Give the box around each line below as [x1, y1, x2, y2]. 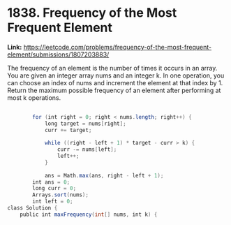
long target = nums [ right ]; [44, 120, 127, 127]
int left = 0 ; [32, 198, 73, 205]
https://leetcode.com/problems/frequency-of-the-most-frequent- [23, 43, 211, 51]
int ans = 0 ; [32, 178, 70, 186]
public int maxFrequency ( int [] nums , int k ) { [20, 211, 158, 218]
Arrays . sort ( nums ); [32, 191, 89, 198]
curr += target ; [44, 126, 92, 133]
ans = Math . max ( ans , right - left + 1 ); [44, 172, 164, 179]
